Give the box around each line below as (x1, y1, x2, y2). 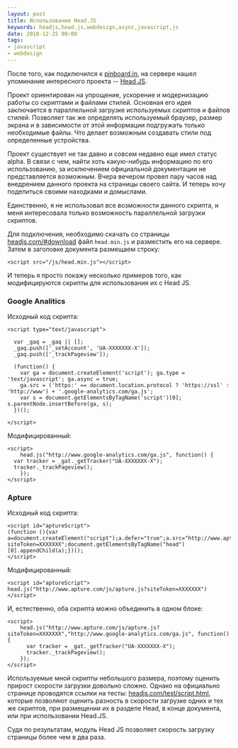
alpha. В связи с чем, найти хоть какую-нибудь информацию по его (7, 157, 212, 165)
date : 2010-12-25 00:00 (7, 30, 78, 38)
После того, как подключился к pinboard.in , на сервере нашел (7, 69, 197, 78)
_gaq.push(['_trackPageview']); (13, 351, 110, 358)
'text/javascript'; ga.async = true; (7, 376, 119, 383)
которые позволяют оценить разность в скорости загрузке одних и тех (7, 696, 224, 705)
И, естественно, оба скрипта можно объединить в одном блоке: (7, 604, 203, 613)
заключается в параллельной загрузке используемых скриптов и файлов (7, 106, 230, 114)
